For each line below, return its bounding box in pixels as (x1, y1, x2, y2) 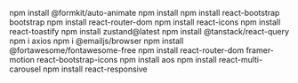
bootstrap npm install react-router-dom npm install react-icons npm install (9, 17, 281, 27)
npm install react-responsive (43, 64, 149, 74)
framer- (246, 45, 274, 56)
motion (9, 55, 36, 64)
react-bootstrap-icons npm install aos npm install (36, 55, 217, 64)
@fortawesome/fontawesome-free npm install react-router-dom (9, 45, 245, 56)
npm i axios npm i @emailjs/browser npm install (9, 35, 184, 46)
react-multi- (218, 55, 263, 64)
